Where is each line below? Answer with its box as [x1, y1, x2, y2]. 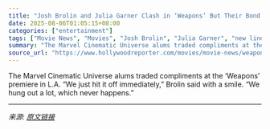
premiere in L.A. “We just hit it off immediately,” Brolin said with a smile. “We [8, 79, 260, 89]
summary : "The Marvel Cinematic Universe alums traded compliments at [8, 42, 250, 50]
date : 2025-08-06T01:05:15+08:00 [8, 19, 121, 27]
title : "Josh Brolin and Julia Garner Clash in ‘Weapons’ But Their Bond [8, 11, 261, 20]
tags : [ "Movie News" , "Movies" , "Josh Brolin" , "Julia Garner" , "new [8, 34, 247, 42]
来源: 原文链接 [8, 112, 55, 121]
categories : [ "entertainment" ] [8, 26, 113, 34]
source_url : [8, 49, 48, 57]
